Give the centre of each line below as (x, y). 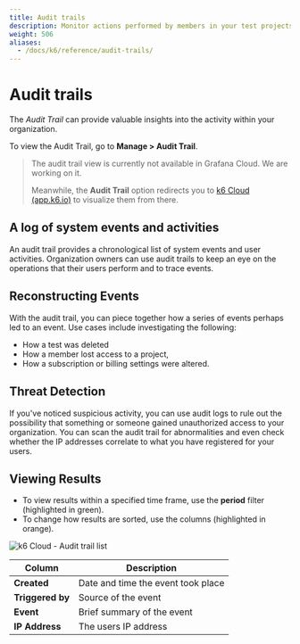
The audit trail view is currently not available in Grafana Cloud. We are (159, 164)
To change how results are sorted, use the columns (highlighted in (144, 519)
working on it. (56, 173)
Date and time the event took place (151, 583)
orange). (38, 529)
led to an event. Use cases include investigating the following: (123, 327)
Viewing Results (55, 479)
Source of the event (120, 598)
